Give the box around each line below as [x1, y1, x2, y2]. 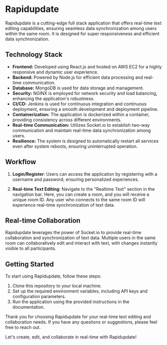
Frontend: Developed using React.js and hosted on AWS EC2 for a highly [12, 63, 162, 69]
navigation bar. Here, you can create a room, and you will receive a [12, 191, 150, 197]
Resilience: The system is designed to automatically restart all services [12, 138, 159, 144]
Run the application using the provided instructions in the [12, 299, 130, 305]
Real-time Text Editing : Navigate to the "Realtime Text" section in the [12, 186, 155, 192]
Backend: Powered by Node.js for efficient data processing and [12, 74, 143, 80]
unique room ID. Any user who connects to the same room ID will [12, 196, 146, 203]
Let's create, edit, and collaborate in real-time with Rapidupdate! [5, 334, 137, 340]
